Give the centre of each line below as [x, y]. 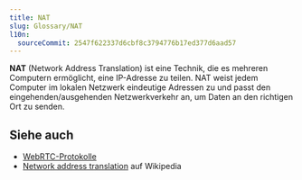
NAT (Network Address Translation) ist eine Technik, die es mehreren [139, 68]
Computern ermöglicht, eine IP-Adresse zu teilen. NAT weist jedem [134, 78]
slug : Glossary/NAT [46, 26]
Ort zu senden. [37, 107]
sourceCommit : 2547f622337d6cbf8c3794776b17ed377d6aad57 [127, 43]
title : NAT [30, 18]
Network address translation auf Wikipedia [102, 166]
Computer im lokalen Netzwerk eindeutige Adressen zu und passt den [140, 87]
